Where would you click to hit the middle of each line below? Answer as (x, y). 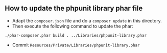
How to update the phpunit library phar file (74, 8)
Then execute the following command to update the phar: (73, 26)
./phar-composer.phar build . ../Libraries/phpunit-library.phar (76, 35)
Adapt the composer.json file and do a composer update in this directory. (87, 20)
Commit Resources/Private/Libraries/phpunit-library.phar (76, 45)
